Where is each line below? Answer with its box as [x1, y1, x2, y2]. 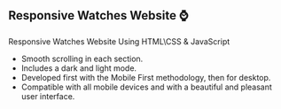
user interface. [20, 90, 75, 101]
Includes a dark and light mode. [20, 62, 137, 74]
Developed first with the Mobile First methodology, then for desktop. [20, 72, 271, 82]
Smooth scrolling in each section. [20, 53, 144, 64]
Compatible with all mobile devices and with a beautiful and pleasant [20, 82, 272, 92]
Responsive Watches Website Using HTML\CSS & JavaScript [8, 35, 230, 47]
